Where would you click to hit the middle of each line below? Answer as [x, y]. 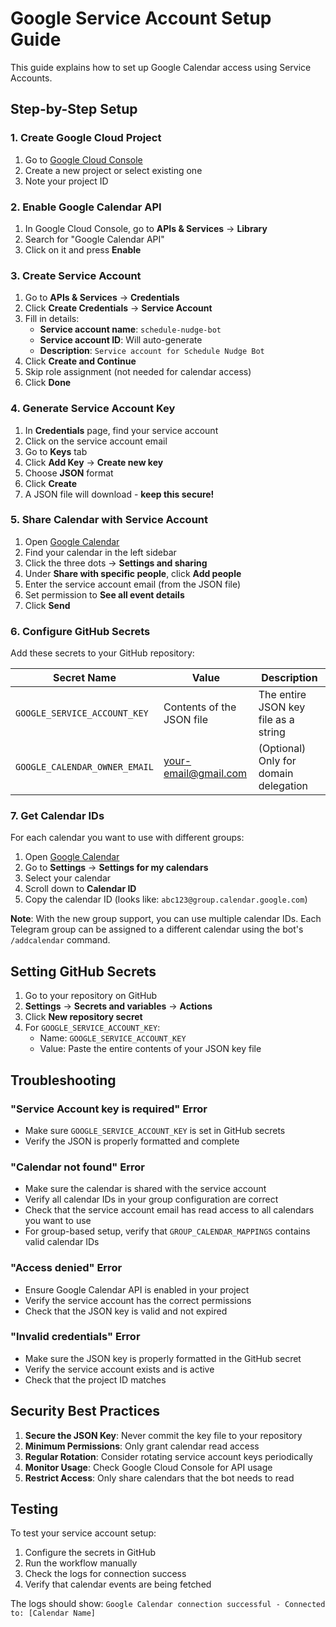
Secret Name [85, 678]
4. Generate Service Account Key [93, 409]
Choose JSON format [69, 473]
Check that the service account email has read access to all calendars [169, 1210]
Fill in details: [52, 319]
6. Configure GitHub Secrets [80, 631]
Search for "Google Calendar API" [94, 239]
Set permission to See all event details [104, 594]
